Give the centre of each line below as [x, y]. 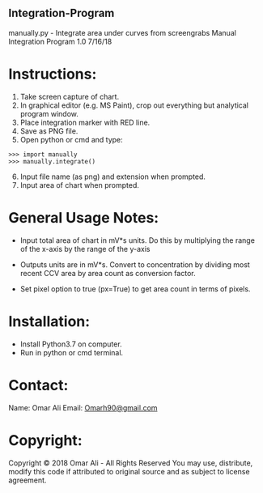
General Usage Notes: [84, 217]
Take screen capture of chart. [70, 96]
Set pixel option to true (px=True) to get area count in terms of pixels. [135, 289]
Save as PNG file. [49, 131]
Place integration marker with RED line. [85, 122]
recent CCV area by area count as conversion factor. [108, 273]
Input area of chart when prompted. [80, 185]
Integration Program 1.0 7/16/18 [60, 41]
